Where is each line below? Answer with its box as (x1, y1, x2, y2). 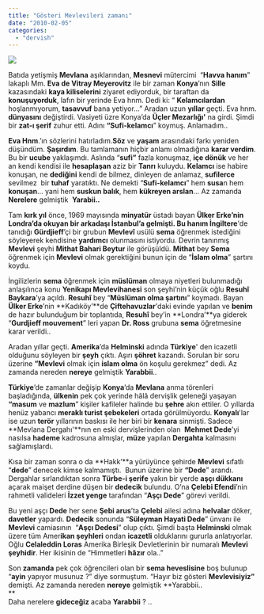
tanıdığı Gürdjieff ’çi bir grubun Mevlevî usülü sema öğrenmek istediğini (8, 227, 241, 237)
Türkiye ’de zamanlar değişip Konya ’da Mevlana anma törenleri (8, 383, 213, 392)
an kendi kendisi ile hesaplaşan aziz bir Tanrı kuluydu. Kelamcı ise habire (8, 162, 248, 171)
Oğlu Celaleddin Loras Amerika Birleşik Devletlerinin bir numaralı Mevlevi (8, 540, 249, 549)
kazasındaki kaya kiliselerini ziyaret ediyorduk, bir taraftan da (8, 87, 209, 97)
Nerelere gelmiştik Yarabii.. (8, 195, 100, 204)
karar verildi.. (8, 326, 51, 337)
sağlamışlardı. (8, 441, 54, 452)
